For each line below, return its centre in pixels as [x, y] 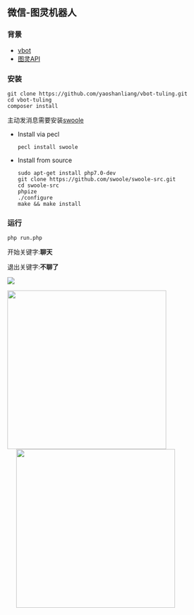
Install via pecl [38, 134]
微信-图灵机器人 [42, 13]
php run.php [25, 238]
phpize [27, 191]
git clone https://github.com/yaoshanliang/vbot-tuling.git [98, 94]
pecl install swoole [48, 147]
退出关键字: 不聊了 [33, 267]
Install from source [45, 160]
